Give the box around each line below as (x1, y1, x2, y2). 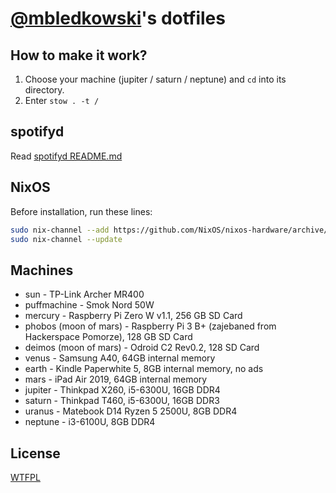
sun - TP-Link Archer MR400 (24, 288, 145, 301)
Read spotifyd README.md (10, 150, 123, 162)
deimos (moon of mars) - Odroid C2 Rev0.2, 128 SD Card (24, 342, 260, 354)
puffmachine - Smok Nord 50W (24, 299, 155, 311)
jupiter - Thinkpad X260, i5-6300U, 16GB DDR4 (24, 384, 221, 396)
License (10, 445, 61, 462)
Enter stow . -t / (24, 95, 100, 106)
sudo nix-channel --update (10, 234, 123, 244)
